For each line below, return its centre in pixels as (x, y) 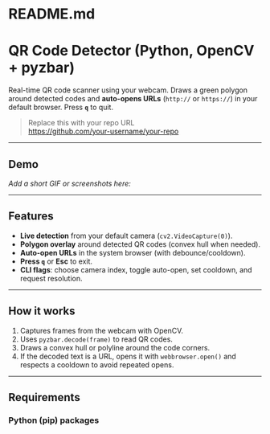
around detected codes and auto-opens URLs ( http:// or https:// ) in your (133, 99)
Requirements (44, 397)
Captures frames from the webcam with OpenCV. (101, 330)
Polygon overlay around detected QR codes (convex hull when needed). (140, 244)
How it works (42, 311)
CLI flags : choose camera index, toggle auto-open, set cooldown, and (136, 269)
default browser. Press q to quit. (61, 107)
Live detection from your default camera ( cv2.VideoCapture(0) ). (126, 235)
